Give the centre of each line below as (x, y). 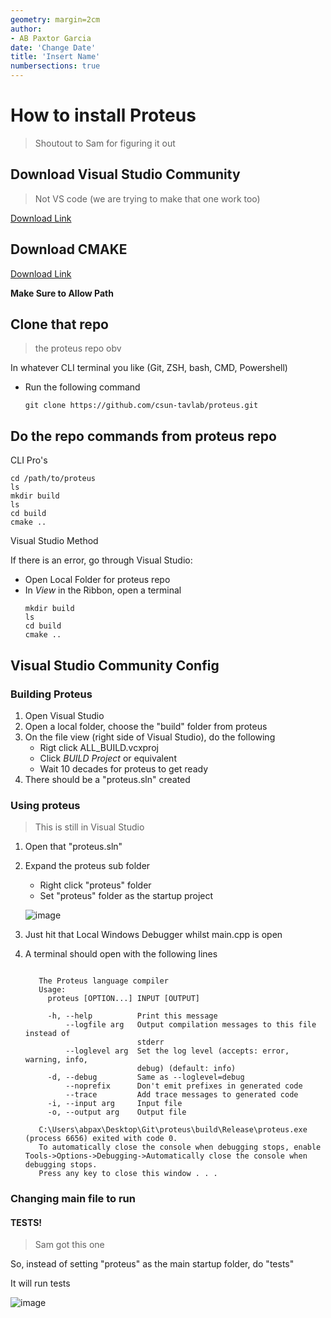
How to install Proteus (103, 115)
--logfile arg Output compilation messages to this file (191, 1025)
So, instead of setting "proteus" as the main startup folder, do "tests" (152, 1264)
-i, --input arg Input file (115, 1104)
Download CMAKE (69, 249)
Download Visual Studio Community (125, 174)
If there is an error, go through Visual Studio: (101, 560)
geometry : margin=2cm (55, 19)
